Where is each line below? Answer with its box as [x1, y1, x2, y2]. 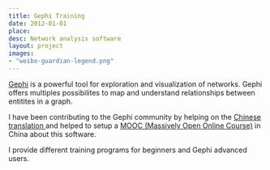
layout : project [8, 42, 63, 50]
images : [8, 49, 35, 57]
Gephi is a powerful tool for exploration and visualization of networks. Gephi [8, 79, 263, 89]
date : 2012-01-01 [8, 19, 67, 28]
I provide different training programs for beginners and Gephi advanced [8, 145, 247, 155]
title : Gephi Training [8, 11, 85, 20]
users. [8, 153, 30, 163]
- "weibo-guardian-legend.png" [8, 57, 114, 66]
